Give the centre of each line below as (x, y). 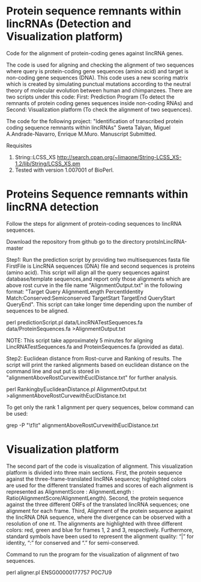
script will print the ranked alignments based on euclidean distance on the (97, 365)
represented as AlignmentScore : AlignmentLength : (70, 491)
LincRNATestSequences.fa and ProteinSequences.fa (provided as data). (95, 347)
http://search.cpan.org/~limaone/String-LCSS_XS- (119, 157)
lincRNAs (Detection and (69, 24)
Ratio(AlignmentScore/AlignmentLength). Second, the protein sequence (95, 498)
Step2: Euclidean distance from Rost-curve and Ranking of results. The (94, 358)
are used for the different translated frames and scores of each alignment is (100, 485)
